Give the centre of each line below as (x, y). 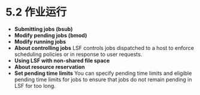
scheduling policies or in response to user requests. (78, 54)
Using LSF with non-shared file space (62, 61)
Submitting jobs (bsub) (43, 29)
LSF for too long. (35, 85)
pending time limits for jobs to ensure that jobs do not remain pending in (103, 79)
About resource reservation (49, 66)
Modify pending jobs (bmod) (51, 35)
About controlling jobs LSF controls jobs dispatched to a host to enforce (104, 47)
